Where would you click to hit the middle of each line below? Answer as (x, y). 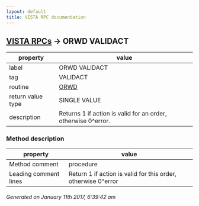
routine (19, 87)
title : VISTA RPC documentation (46, 17)
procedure (83, 164)
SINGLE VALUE (80, 100)
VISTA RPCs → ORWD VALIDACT (68, 41)
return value (26, 96)
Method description (35, 139)
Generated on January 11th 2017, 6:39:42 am (61, 197)
